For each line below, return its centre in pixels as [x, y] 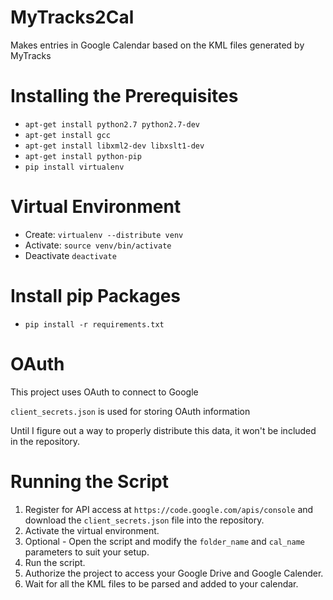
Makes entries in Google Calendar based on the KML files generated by [157, 45]
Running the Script [89, 481]
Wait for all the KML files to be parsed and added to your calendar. [161, 583]
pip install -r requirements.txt [94, 324]
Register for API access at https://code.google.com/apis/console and [169, 509]
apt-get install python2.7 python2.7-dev [112, 124]
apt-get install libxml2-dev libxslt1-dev [114, 146]
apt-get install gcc [67, 135]
